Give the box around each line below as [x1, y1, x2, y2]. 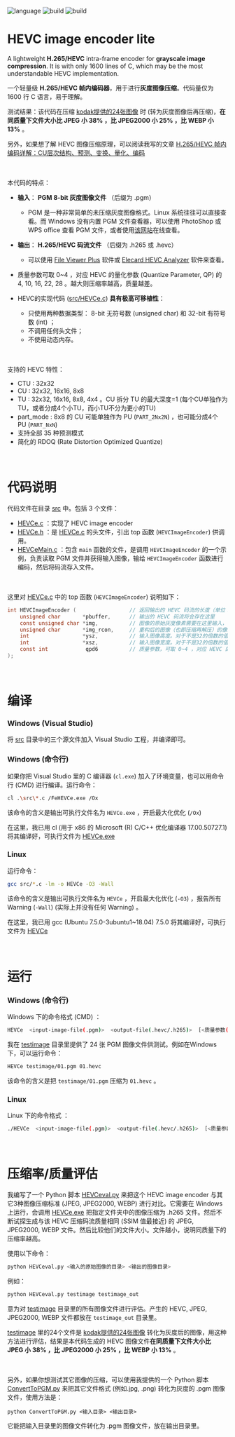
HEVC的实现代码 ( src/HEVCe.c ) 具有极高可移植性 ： [17, 294, 166, 302]
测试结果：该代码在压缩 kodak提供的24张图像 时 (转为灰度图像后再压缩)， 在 [7, 107, 226, 116]
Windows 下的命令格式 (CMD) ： [7, 1013, 101, 1021]
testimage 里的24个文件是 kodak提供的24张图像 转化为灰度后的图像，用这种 [7, 1328, 227, 1336]
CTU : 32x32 [17, 379, 55, 387]
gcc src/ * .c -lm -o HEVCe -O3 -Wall [7, 880, 114, 887]
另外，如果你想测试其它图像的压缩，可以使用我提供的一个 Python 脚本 [7, 1375, 209, 1384]
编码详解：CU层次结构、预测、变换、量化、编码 [7, 148, 145, 157]
